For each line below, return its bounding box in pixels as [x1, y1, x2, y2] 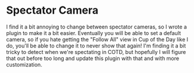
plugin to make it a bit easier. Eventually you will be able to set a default [6, 29, 182, 36]
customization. [6, 61, 43, 68]
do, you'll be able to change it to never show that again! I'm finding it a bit [6, 42, 186, 49]
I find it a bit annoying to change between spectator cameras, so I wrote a [6, 23, 187, 30]
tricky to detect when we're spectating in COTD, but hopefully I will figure [6, 48, 186, 55]
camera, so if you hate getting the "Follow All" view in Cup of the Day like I [6, 36, 189, 43]
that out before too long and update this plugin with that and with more [6, 55, 180, 62]
